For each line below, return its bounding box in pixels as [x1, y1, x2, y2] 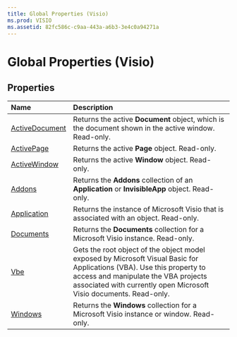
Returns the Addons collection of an [73, 176, 193, 185]
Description [73, 103, 114, 113]
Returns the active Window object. [73, 155, 188, 165]
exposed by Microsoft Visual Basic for [73, 254, 199, 264]
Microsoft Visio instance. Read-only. [73, 233, 195, 243]
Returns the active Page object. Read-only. [73, 144, 217, 154]
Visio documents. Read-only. [73, 289, 171, 299]
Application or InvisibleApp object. [73, 184, 191, 194]
